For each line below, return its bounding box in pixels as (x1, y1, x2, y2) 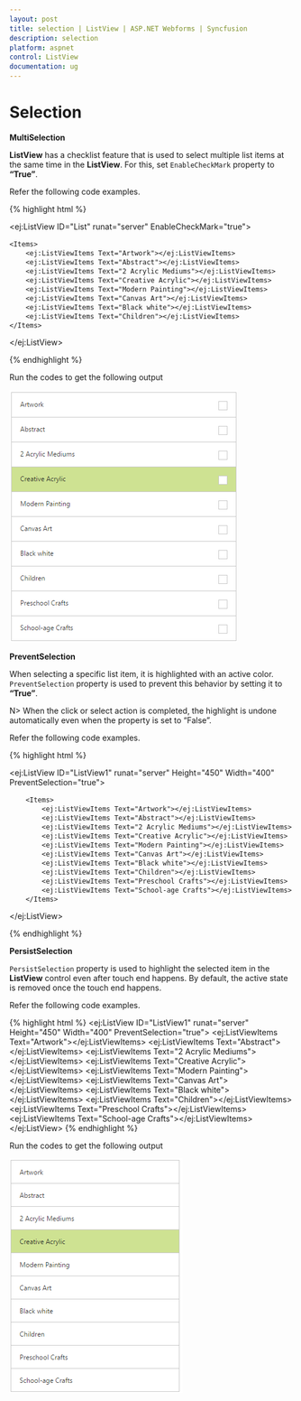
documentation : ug (9, 62, 78, 71)
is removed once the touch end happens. (9, 982, 162, 993)
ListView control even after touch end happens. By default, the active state (9, 972, 288, 983)
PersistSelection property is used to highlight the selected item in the (9, 962, 270, 974)
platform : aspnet (9, 43, 75, 52)
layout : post (9, 14, 59, 23)
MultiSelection (9, 132, 66, 143)
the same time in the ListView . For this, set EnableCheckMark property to (9, 159, 275, 170)
